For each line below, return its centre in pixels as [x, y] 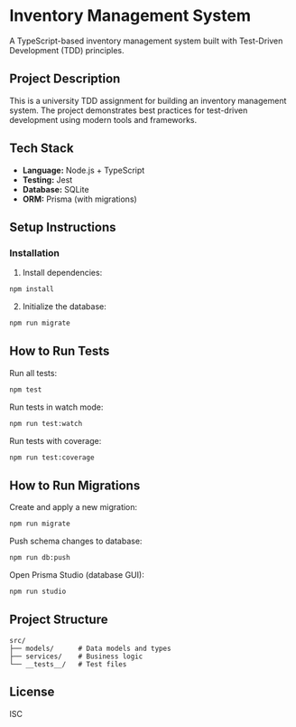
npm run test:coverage [52, 458]
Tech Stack [42, 149]
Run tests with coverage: [55, 440]
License [32, 692]
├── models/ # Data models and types [90, 648]
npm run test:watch [46, 423]
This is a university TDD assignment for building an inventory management [148, 100]
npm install [32, 289]
